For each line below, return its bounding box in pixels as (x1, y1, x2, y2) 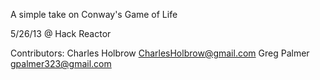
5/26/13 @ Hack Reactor (10, 28, 112, 39)
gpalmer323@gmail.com (10, 58, 112, 69)
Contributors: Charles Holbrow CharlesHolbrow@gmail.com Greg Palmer (10, 47, 310, 59)
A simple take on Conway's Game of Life (10, 9, 178, 20)
